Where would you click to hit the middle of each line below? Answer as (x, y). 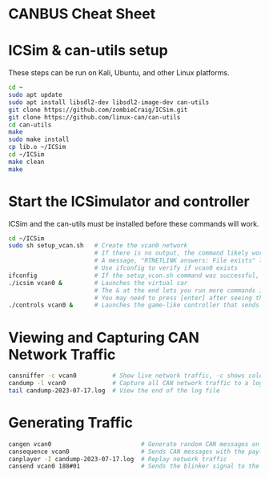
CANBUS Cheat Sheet (82, 14)
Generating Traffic (71, 423)
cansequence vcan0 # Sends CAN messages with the (127, 452)
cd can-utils (30, 125)
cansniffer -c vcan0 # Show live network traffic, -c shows (127, 376)
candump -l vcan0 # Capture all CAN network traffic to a (128, 384)
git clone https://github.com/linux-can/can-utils (94, 117)
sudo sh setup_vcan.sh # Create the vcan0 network (98, 246)
